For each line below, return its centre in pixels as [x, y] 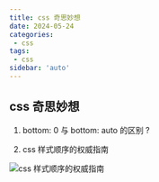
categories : [31, 34]
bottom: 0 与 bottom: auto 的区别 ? [86, 130]
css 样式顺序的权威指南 [66, 149]
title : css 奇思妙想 [45, 18]
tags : [19, 51]
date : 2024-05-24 [42, 26]
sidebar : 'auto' [40, 68]
